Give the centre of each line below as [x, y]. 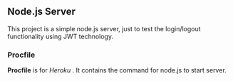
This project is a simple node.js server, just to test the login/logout [104, 28]
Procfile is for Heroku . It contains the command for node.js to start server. [117, 70]
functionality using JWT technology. [61, 36]
